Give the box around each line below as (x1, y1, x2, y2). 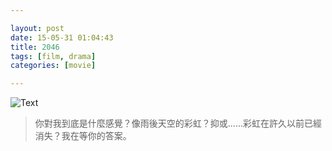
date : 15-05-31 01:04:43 (10, 32, 114, 43)
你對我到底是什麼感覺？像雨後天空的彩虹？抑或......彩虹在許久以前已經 (34, 117, 322, 130)
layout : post (10, 23, 65, 33)
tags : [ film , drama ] (10, 51, 97, 61)
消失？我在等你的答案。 (34, 130, 132, 142)
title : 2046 (10, 42, 60, 52)
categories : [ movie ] (10, 61, 97, 71)
